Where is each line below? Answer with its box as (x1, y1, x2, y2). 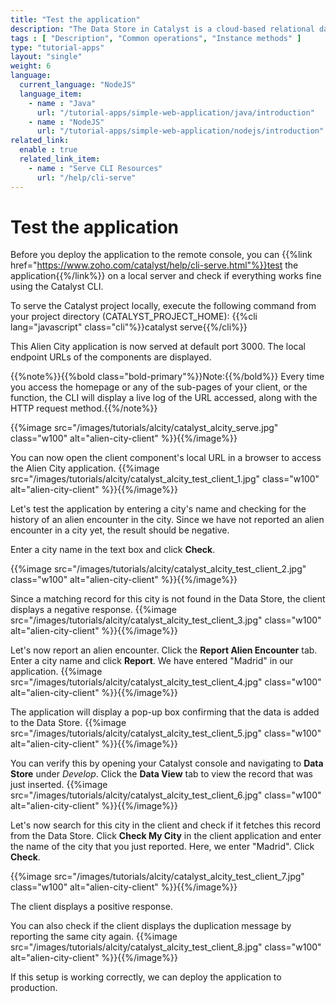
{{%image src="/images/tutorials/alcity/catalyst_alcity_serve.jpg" (10, 422, 279, 434)
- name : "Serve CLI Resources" (28, 163, 163, 173)
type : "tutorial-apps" (10, 42, 105, 53)
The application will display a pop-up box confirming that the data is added (10, 706, 320, 718)
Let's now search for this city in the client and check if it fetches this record (10, 819, 322, 831)
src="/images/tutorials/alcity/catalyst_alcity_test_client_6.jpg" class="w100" (10, 789, 322, 801)
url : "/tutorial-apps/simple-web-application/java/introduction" (36, 107, 315, 118)
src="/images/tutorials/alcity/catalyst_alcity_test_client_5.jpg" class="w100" (10, 727, 322, 740)
